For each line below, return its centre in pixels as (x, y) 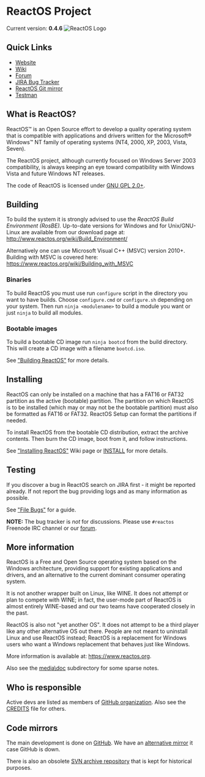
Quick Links (29, 48)
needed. (17, 420)
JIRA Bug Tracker (37, 82)
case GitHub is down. (33, 749)
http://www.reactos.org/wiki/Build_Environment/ (67, 239)
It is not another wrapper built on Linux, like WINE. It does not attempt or (97, 594)
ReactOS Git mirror (39, 88)
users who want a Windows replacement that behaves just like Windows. (98, 645)
